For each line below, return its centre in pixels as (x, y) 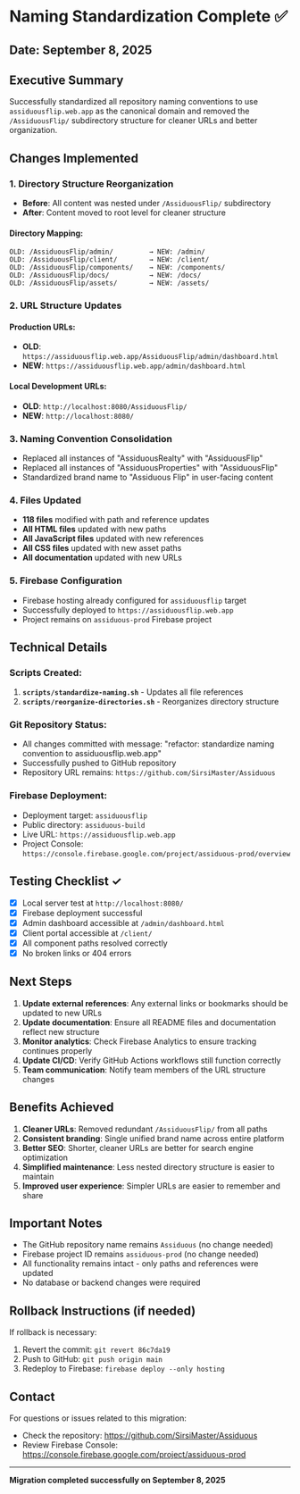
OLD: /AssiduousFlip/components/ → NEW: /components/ (117, 268)
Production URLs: (42, 327)
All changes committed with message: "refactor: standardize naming (148, 744)
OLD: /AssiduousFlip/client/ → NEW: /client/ (109, 260)
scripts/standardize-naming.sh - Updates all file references (133, 692)
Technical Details (58, 647)
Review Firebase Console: (70, 1445)
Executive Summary (67, 80)
